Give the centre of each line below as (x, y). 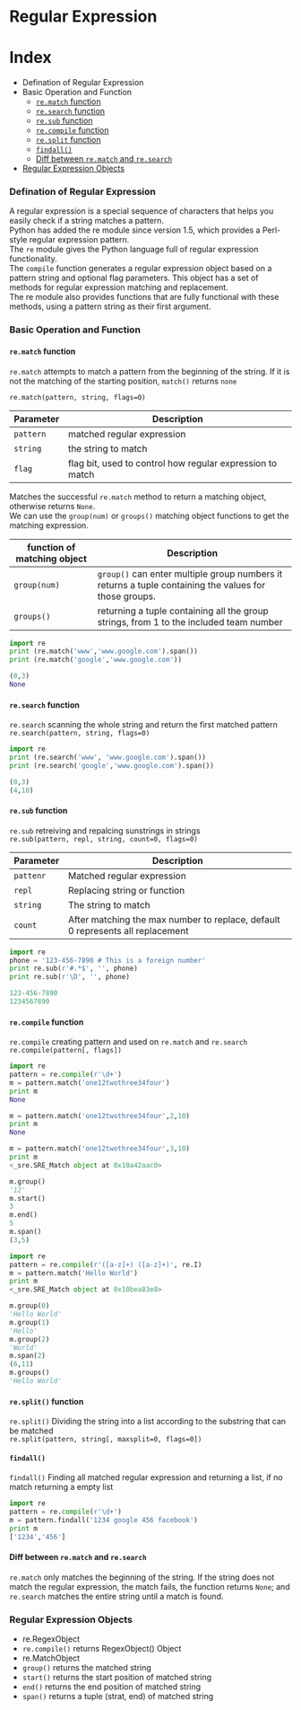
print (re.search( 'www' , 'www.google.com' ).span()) (107, 757)
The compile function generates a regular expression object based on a (141, 269)
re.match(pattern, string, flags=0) (77, 397)
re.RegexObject (51, 1639)
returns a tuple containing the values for (181, 585)
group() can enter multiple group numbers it (190, 574)
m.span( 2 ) (28, 1356)
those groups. (126, 596)
